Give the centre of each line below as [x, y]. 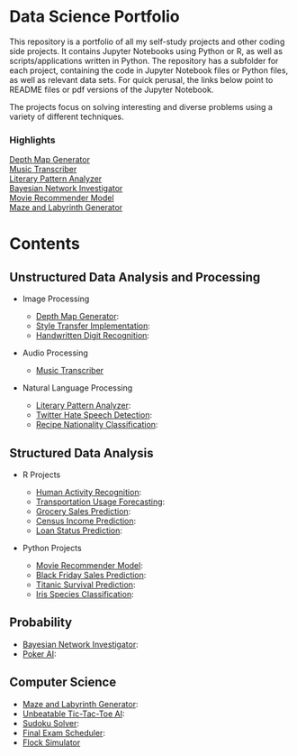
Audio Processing [55, 353]
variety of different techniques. [67, 116]
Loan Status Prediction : [79, 530]
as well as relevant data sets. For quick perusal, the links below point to [141, 79]
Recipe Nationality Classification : [97, 425]
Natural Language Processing [77, 388]
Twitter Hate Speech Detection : [94, 415]
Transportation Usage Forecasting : [100, 502]
